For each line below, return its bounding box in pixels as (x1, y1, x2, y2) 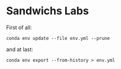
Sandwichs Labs (6, 4, 89, 18)
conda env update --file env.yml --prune (6, 35, 110, 41)
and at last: (6, 46, 34, 53)
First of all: (6, 24, 33, 31)
